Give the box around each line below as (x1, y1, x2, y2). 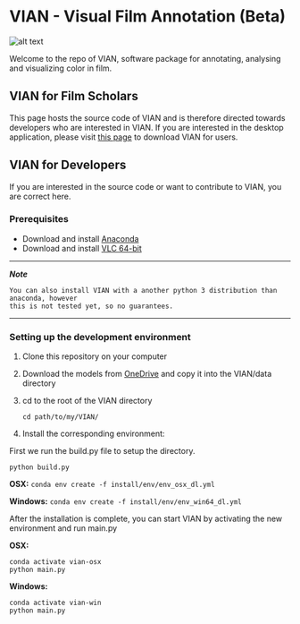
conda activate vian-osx (9, 558, 102, 567)
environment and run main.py (9, 523, 118, 534)
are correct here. (9, 191, 71, 201)
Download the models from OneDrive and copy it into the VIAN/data (21, 369, 272, 380)
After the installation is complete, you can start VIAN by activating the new (9, 513, 283, 525)
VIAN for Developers (9, 158, 127, 173)
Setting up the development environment (9, 330, 192, 343)
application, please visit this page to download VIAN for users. (9, 132, 238, 142)
